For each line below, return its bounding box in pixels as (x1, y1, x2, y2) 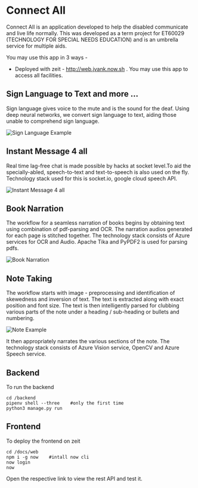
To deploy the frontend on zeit (6, 437, 81, 445)
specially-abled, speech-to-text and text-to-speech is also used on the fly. (6, 168, 190, 176)
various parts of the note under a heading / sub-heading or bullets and (6, 308, 180, 316)
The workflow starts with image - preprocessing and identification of (6, 290, 175, 297)
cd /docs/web (6, 449, 39, 455)
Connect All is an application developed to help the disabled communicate (6, 23, 188, 30)
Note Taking (6, 273, 52, 284)
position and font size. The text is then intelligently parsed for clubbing (6, 302, 180, 309)
